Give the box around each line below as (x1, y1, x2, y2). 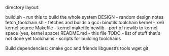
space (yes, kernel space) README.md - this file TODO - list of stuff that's (5, 30, 161, 36)
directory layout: (5, 5, 40, 10)
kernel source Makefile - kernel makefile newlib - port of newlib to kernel (5, 25, 158, 31)
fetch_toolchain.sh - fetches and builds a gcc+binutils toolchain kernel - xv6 (5, 20, 164, 25)
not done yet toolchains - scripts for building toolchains (5, 35, 121, 41)
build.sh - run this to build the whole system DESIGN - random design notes (5, 14, 164, 20)
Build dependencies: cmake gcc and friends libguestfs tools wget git (5, 45, 149, 51)
